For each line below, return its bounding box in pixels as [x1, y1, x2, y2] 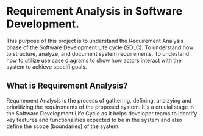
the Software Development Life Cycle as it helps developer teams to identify [6, 109, 198, 117]
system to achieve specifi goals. [6, 63, 87, 70]
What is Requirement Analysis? [6, 81, 128, 91]
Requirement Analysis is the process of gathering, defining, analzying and [6, 97, 192, 104]
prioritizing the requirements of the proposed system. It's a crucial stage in [6, 103, 194, 110]
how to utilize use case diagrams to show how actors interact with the [6, 56, 182, 64]
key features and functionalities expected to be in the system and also [6, 116, 182, 123]
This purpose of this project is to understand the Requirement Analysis [6, 37, 184, 44]
